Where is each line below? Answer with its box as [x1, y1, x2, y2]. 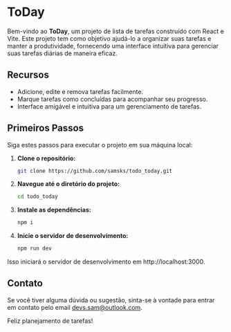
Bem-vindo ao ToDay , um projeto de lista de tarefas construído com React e [7, 27, 225, 35]
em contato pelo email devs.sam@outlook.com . [7, 303, 143, 311]
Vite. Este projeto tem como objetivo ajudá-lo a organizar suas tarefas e [7, 34, 212, 42]
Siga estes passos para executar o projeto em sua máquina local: [7, 140, 193, 149]
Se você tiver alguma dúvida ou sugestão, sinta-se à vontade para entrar [7, 295, 215, 304]
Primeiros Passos [7, 122, 84, 134]
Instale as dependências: [17, 205, 91, 214]
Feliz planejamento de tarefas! [7, 316, 93, 325]
